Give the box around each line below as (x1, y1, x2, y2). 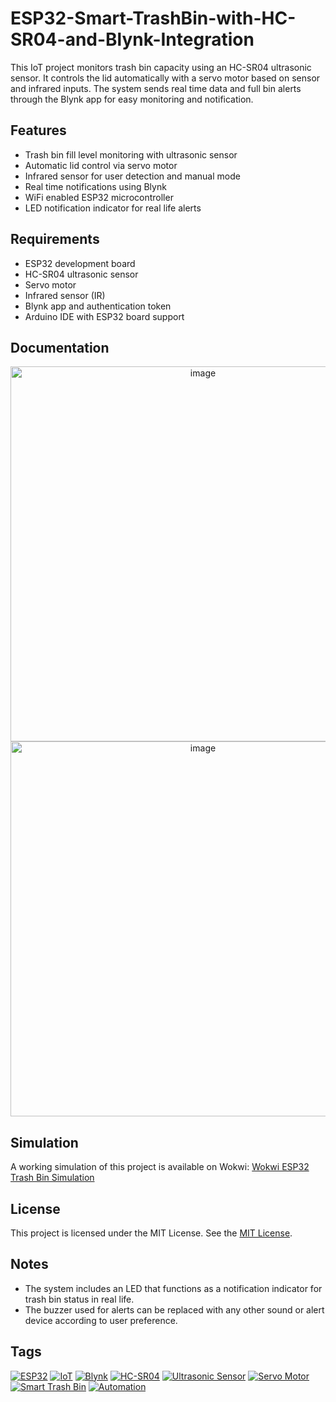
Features (10, 122, 67, 139)
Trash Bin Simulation (10, 1172, 95, 1184)
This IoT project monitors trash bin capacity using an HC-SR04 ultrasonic (10, 61, 312, 73)
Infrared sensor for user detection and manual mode (24, 170, 241, 182)
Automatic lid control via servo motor (24, 159, 178, 171)
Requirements (10, 231, 100, 248)
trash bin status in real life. (24, 1293, 135, 1305)
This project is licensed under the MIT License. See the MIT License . (10, 1227, 293, 1239)
